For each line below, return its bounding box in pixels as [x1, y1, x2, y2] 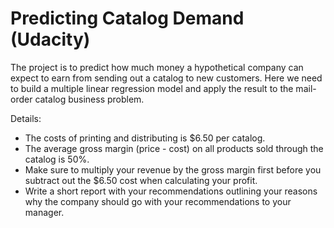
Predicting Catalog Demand [10, 7, 245, 30]
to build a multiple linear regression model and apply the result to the [10, 82, 294, 94]
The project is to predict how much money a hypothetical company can [10, 61, 304, 73]
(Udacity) [10, 28, 91, 51]
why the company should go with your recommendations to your [24, 195, 292, 207]
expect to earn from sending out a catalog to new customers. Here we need [10, 72, 323, 84]
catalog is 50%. [24, 153, 90, 165]
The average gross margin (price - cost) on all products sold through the [24, 142, 324, 154]
